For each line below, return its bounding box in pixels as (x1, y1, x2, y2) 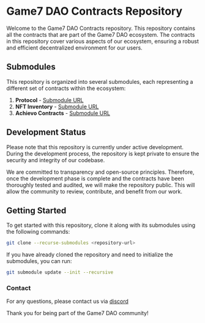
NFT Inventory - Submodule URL (15, 103, 99, 110)
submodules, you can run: (6, 258, 72, 265)
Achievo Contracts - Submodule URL (15, 109, 110, 117)
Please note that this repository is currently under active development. (6, 143, 184, 150)
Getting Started (6, 205, 67, 215)
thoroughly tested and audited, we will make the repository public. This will (6, 181, 195, 188)
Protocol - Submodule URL (15, 96, 84, 103)
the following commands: (6, 228, 70, 236)
